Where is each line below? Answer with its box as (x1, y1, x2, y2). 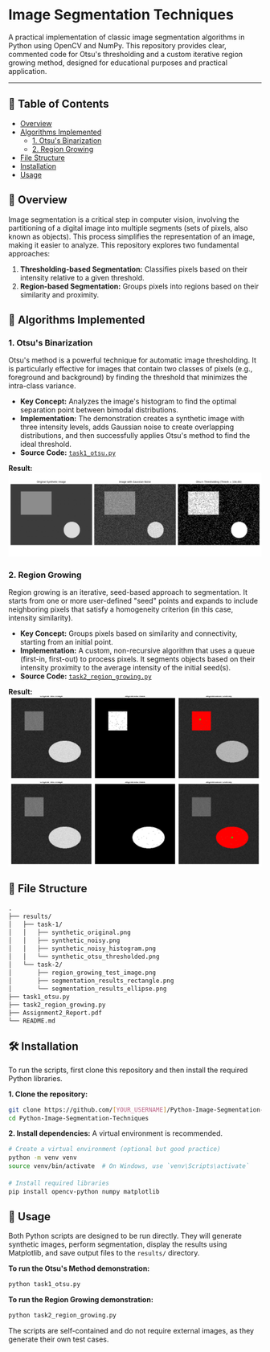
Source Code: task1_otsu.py (19, 448, 117, 457)
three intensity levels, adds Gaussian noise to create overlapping (19, 422, 235, 432)
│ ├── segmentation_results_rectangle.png (8, 977, 174, 985)
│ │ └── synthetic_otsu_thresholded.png (8, 953, 160, 961)
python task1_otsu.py (8, 1280, 81, 1288)
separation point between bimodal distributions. (19, 405, 179, 415)
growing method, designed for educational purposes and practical (8, 58, 227, 68)
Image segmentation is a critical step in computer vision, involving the (8, 215, 239, 224)
